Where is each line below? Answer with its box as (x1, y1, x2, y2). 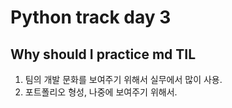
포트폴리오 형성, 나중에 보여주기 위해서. (24, 86, 178, 98)
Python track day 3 (10, 6, 172, 29)
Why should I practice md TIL (10, 46, 197, 63)
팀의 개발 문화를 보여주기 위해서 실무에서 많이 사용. (24, 74, 223, 85)
